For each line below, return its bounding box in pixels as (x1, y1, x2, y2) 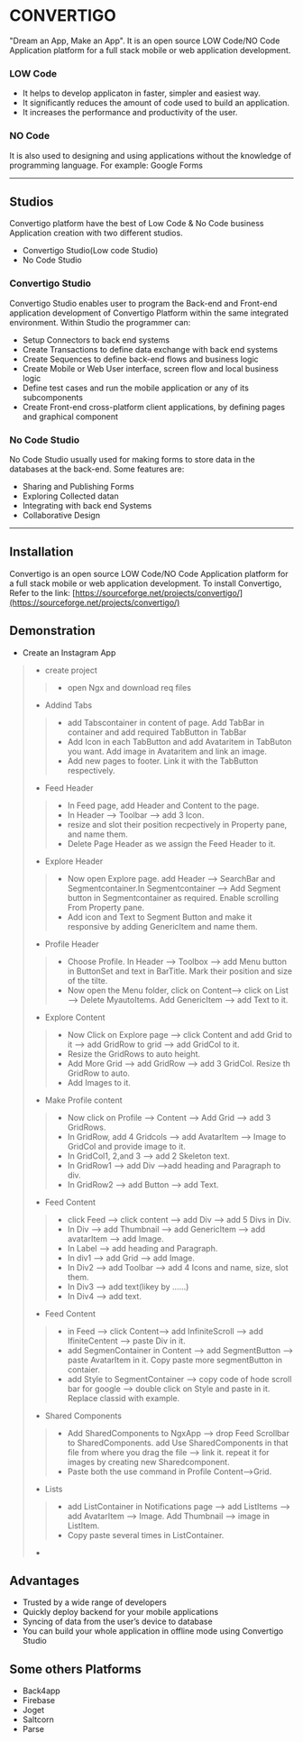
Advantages (9, 1572, 79, 1588)
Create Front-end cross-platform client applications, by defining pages (22, 401, 286, 412)
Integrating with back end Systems (22, 500, 152, 510)
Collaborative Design (22, 509, 101, 520)
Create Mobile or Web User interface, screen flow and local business (22, 362, 280, 374)
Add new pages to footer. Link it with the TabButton (67, 755, 259, 766)
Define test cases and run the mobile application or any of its (22, 382, 250, 393)
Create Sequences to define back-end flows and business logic (22, 353, 259, 364)
